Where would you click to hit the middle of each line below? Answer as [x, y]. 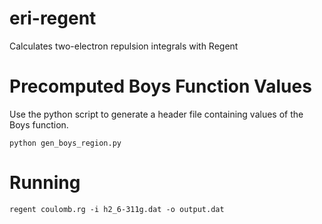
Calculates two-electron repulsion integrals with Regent [124, 46]
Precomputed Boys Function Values [160, 86]
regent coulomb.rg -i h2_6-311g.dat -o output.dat [117, 209]
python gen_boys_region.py [65, 143]
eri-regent [53, 18]
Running [45, 183]
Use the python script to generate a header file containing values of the [156, 114]
